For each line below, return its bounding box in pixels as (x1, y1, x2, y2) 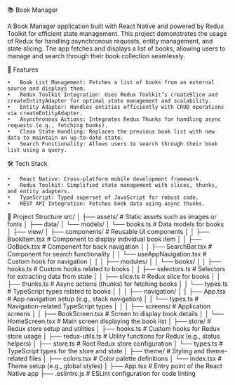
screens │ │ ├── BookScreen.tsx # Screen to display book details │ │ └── (7, 310, 224, 318)
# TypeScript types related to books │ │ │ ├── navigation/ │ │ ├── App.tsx (7, 287, 227, 295)
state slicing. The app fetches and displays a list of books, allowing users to (7, 44, 226, 53)
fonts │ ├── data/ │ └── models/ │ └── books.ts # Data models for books (7, 220, 224, 228)
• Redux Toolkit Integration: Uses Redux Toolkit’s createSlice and (7, 91, 218, 98)
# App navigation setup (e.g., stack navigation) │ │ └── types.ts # (7, 294, 199, 303)
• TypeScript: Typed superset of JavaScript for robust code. (7, 194, 199, 201)
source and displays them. (7, 85, 86, 92)
